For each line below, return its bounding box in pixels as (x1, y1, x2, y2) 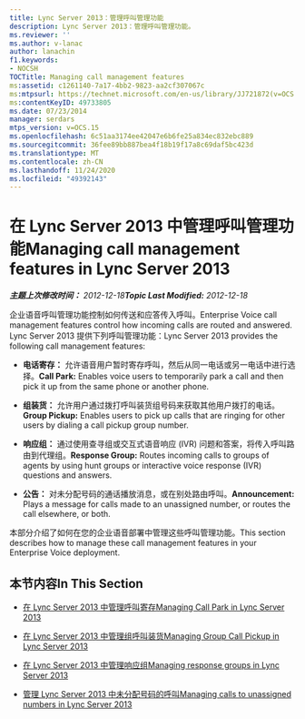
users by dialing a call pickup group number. (22, 420, 189, 430)
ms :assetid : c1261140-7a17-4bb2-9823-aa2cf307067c (9, 81, 205, 90)
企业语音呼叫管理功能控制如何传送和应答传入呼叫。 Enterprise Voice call (9, 309, 278, 320)
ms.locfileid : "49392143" (9, 174, 107, 183)
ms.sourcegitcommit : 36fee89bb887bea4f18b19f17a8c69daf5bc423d (9, 140, 254, 149)
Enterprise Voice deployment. (9, 547, 121, 558)
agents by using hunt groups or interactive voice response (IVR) (22, 461, 262, 471)
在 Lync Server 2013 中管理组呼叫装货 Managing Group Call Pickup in (22, 631, 280, 642)
